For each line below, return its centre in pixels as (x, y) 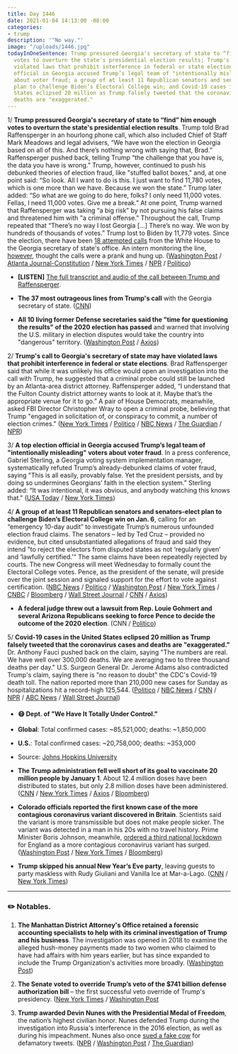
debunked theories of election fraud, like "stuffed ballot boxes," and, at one (117, 172)
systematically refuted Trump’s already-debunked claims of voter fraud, (112, 468)
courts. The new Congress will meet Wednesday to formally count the (109, 564)
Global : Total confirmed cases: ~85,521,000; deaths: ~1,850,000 (112, 730)
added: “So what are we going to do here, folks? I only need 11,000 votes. (114, 195)
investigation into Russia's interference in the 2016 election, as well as (120, 1028)
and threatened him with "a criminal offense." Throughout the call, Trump (114, 218)
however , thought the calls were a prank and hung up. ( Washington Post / (114, 256)
